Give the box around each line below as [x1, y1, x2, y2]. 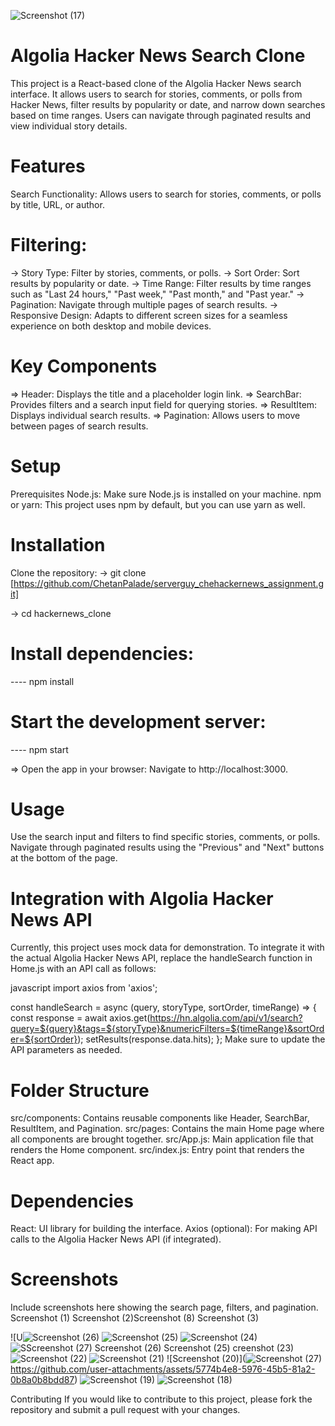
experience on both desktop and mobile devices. [10, 320, 212, 332]
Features [10, 155, 86, 178]
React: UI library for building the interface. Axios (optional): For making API [10, 1223, 318, 1235]
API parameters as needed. [10, 1044, 123, 1056]
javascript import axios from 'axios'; [10, 982, 158, 994]
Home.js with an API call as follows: [10, 963, 157, 975]
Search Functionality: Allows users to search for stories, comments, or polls [10, 188, 322, 200]
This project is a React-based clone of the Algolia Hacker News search [10, 77, 302, 89]
